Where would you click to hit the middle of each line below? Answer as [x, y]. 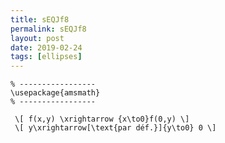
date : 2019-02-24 [46, 47]
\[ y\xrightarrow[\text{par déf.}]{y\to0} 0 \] [115, 128]
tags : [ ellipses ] [46, 57]
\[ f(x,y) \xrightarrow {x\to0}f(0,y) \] [102, 119]
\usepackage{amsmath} [55, 93]
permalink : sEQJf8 [48, 29]
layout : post [37, 38]
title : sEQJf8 [40, 19]
